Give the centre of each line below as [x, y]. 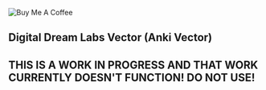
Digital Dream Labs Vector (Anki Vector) [110, 37]
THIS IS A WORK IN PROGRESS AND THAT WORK [133, 65]
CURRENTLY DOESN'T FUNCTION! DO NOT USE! [132, 78]
